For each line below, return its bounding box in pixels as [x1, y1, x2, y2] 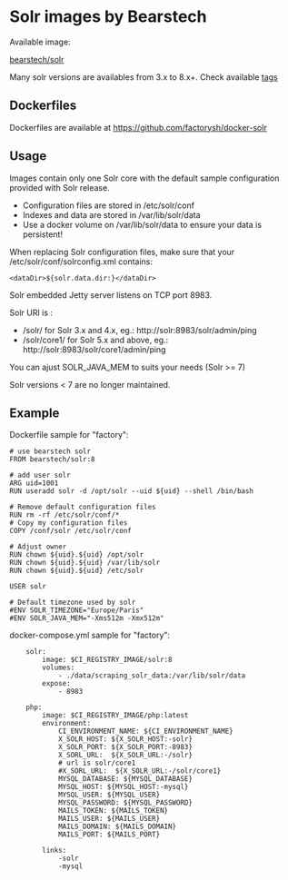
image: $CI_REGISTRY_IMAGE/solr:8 [42, 656, 173, 665]
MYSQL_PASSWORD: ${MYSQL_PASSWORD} [57, 798, 194, 807]
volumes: [42, 663, 75, 673]
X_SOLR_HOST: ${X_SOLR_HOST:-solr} [57, 735, 194, 744]
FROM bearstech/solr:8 [9, 455, 95, 464]
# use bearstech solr [9, 447, 92, 456]
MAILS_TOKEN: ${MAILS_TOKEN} [57, 806, 169, 816]
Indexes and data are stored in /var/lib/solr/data [22, 209, 202, 220]
